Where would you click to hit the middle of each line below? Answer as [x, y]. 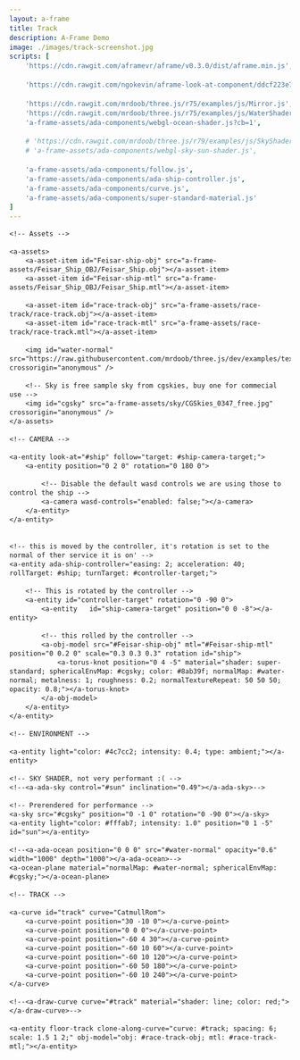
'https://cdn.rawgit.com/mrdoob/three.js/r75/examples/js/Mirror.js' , [159, 104]
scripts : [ [29, 57]
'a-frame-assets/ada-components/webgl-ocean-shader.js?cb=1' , [143, 122]
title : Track [33, 28]
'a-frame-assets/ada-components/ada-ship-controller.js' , [135, 179]
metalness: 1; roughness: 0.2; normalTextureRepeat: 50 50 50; [161, 680]
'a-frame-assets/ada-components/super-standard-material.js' [141, 198]
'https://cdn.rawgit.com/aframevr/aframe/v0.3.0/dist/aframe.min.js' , [159, 66]
